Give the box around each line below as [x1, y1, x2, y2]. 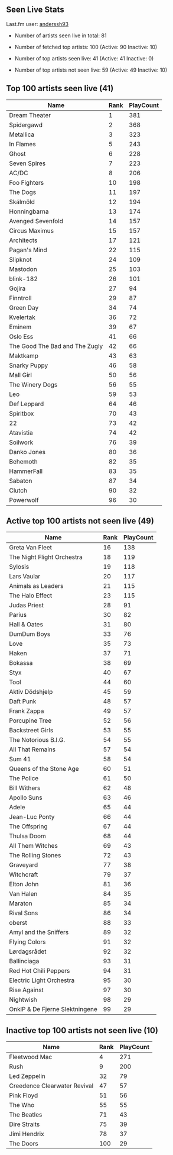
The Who [9, 1101, 35, 1109]
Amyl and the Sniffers [9, 928, 69, 937]
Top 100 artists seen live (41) [6, 83, 114, 94]
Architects [9, 236, 38, 244]
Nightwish [9, 996, 37, 1004]
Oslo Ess [9, 332, 34, 340]
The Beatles [9, 1111, 43, 1119]
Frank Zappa [9, 707, 44, 715]
